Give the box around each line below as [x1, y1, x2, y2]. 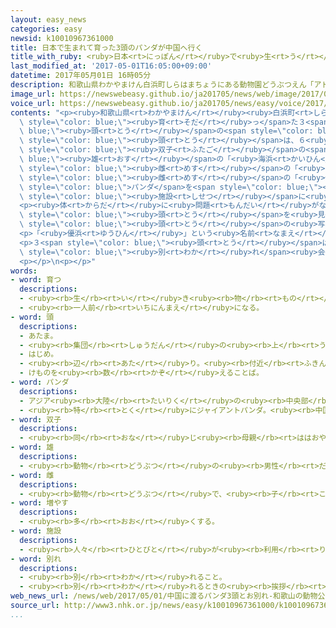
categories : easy [10, 24, 83, 34]
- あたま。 [19, 331, 58, 341]
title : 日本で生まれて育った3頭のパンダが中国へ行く [10, 42, 203, 53]
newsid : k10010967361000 [10, 33, 114, 43]
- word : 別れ [10, 554, 62, 564]
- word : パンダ [10, 377, 70, 387]
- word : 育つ [10, 275, 62, 285]
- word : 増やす [10, 498, 69, 508]
